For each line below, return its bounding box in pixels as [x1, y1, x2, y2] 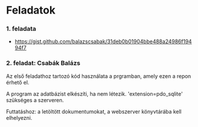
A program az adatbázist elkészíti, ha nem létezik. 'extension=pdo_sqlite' [6, 90, 183, 97]
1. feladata [6, 25, 37, 33]
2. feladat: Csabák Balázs [6, 59, 81, 67]
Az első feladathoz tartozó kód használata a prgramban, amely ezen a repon [6, 72, 192, 80]
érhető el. [6, 79, 29, 86]
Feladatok [6, 4, 56, 17]
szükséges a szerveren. [6, 96, 64, 103]
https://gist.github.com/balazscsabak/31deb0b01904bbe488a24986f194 [14, 38, 192, 45]
